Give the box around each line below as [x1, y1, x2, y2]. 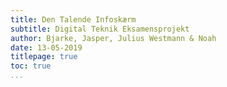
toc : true [10, 61, 52, 71]
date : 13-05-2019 [10, 42, 83, 53]
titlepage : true [10, 52, 78, 62]
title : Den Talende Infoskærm [10, 14, 137, 25]
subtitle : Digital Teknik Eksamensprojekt [10, 24, 190, 34]
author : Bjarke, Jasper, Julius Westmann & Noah [10, 33, 217, 43]
